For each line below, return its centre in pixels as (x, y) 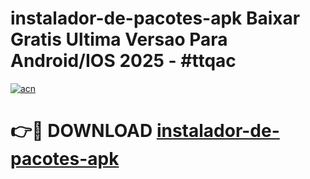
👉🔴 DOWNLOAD (81, 131)
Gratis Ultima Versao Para (119, 39)
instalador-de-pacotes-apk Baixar (155, 18)
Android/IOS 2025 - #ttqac (123, 61)
